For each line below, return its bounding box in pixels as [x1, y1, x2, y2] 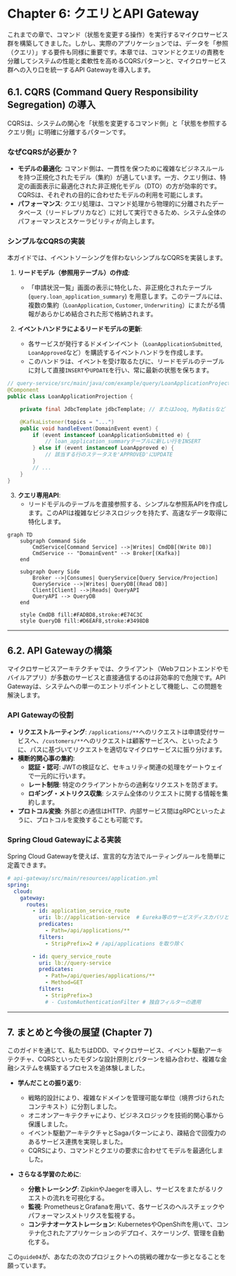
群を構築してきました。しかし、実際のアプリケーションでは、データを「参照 [7, 39, 228, 47]
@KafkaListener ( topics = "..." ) [20, 418, 114, 425]
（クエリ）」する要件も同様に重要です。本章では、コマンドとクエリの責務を [7, 48, 225, 56]
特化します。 [27, 517, 65, 526]
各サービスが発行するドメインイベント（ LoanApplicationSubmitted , [27, 339, 223, 348]
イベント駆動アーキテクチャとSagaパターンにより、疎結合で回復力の [27, 1128, 227, 1138]
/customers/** [41, 738, 84, 745]
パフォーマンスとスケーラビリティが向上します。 [17, 217, 159, 226]
